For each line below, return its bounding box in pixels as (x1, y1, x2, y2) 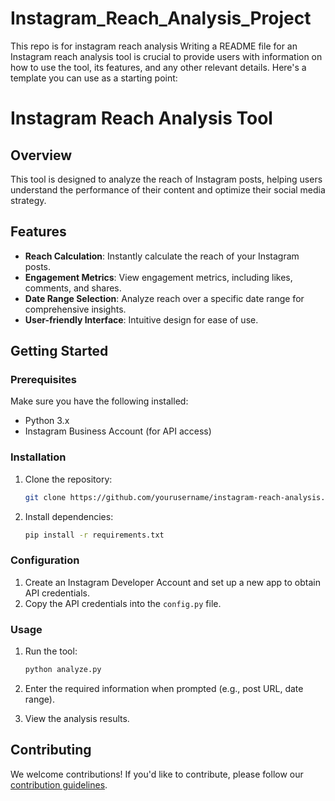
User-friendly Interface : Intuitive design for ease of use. (24, 313, 259, 326)
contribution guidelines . (10, 778, 108, 791)
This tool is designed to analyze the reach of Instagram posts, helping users (10, 173, 323, 185)
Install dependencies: (24, 510, 114, 522)
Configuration (10, 553, 80, 567)
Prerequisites (10, 373, 77, 387)
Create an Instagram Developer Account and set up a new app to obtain (24, 576, 322, 588)
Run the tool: (24, 645, 78, 657)
